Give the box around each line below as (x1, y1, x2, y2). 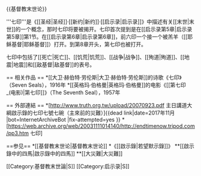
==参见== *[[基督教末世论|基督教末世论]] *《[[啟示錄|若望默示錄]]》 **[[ (6, 142, 184, 149)
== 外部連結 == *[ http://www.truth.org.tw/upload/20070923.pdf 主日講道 (6, 102, 187, 108)
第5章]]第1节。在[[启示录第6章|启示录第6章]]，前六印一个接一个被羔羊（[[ (6, 33, 188, 40)
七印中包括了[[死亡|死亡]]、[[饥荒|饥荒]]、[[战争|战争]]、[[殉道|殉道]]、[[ (6, 54, 185, 60)
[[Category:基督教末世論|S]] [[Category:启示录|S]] (6, 163, 130, 170)
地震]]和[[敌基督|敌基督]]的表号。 (13, 61, 95, 68)
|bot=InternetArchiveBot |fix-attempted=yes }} (6, 116, 121, 123)
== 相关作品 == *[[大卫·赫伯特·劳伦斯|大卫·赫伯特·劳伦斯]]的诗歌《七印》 (6, 74, 182, 81)
